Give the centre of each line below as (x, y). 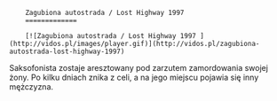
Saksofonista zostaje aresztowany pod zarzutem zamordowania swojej (139, 68)
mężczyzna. (32, 87)
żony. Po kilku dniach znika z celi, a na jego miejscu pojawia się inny (134, 77)
